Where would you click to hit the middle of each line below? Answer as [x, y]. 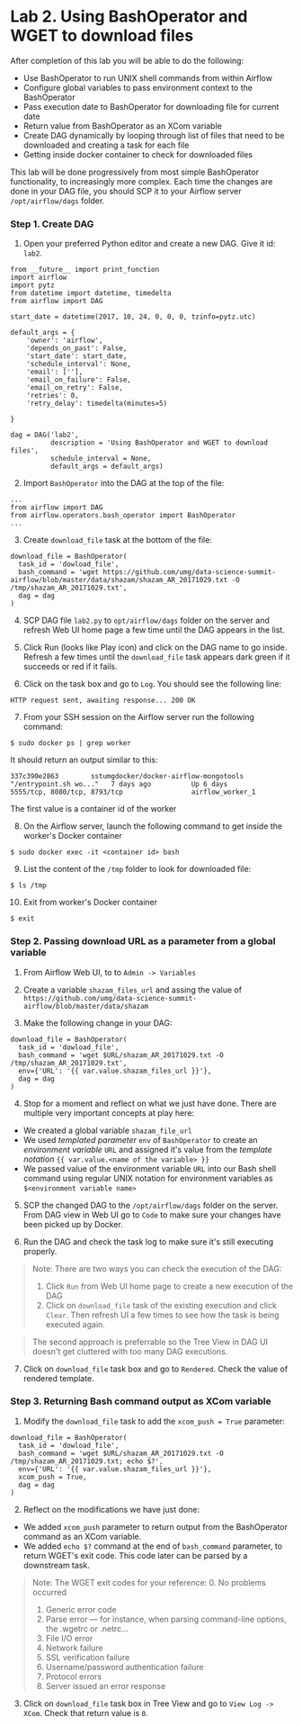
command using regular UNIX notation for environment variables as [148, 1178]
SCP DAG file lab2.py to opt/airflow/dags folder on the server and [147, 620]
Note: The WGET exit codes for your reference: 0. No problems [149, 1582]
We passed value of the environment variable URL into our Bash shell [150, 1168]
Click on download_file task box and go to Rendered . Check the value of [155, 1369]
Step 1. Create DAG [52, 224]
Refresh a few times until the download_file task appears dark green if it [156, 657]
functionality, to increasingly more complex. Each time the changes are [142, 181]
